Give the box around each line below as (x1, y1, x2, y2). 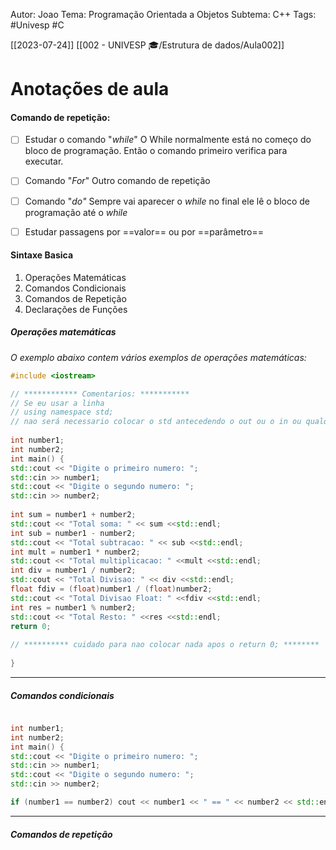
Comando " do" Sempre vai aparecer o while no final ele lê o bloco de (24, 195, 310, 207)
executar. (24, 155, 64, 168)
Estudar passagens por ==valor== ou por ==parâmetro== (24, 225, 264, 238)
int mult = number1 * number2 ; (10, 547, 141, 557)
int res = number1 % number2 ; (10, 602, 137, 613)
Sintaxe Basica (10, 249, 74, 261)
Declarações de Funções (24, 303, 128, 315)
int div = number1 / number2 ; (10, 565, 137, 576)
